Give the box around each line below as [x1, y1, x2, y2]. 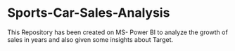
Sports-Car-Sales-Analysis [7, 5, 170, 21]
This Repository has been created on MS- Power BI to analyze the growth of [7, 28, 229, 36]
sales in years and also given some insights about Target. [7, 35, 174, 43]
